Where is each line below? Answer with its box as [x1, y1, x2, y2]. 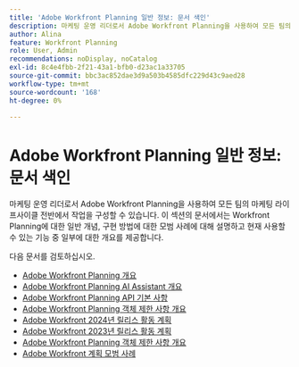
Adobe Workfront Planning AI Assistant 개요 [21, 281, 183, 292]
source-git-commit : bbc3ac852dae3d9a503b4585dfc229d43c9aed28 [9, 71, 245, 80]
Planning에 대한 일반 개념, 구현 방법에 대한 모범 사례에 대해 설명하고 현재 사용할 [9, 221, 286, 232]
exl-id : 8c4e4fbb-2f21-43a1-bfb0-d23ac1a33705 [9, 63, 186, 72]
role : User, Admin [9, 46, 78, 55]
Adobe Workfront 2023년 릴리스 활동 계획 [21, 326, 172, 337]
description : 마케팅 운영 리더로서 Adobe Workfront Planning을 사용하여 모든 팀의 [9, 21, 292, 30]
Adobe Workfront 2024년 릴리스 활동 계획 [21, 314, 172, 326]
